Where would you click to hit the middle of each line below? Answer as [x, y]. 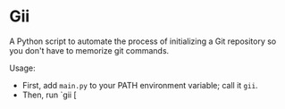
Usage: [22, 68]
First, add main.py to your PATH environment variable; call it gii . [140, 85]
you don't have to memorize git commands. [89, 50]
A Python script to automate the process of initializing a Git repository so [143, 41]
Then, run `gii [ [50, 95]
